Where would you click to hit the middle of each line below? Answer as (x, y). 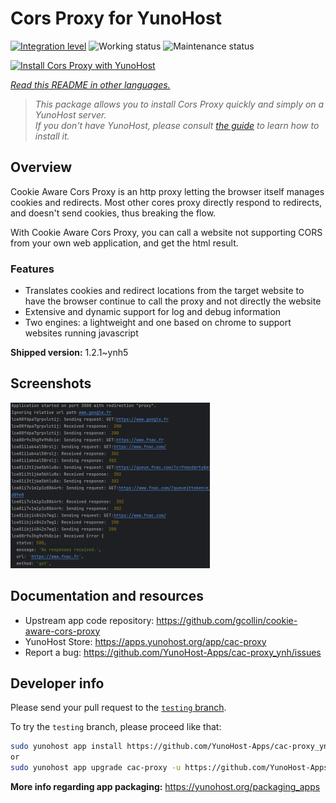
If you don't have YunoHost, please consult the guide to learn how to (177, 125)
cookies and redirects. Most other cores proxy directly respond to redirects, (166, 202)
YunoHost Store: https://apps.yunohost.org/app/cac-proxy (145, 641)
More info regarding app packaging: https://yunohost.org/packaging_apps (165, 787)
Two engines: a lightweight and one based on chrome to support (158, 323)
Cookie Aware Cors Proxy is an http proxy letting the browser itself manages (167, 191)
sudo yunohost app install (66, 747)
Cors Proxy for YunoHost (116, 18)
